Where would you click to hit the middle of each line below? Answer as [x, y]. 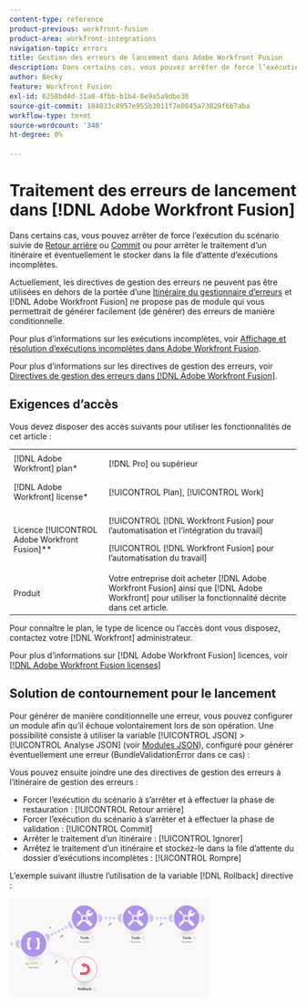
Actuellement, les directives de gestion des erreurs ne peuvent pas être [143, 282]
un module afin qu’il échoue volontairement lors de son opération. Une [142, 725]
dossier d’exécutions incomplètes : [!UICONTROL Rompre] [132, 857]
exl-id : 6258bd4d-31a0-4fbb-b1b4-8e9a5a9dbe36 [99, 96]
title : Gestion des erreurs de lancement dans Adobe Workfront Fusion [146, 58]
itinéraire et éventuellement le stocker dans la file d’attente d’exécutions [144, 255]
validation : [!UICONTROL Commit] [87, 828]
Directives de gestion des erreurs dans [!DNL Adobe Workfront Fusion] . [143, 375]
